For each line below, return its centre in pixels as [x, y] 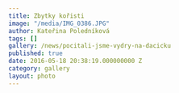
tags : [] [23, 38]
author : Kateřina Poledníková [59, 31]
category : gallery [39, 69]
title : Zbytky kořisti [46, 16]
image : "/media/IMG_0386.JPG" [59, 23]
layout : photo [32, 76]
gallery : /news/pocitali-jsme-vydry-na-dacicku [90, 46]
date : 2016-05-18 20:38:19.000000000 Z [75, 61]
